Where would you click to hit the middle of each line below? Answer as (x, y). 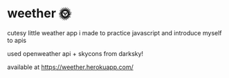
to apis (17, 40)
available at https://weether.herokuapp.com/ (70, 67)
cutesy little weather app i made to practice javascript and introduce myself (115, 32)
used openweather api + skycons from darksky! (75, 53)
